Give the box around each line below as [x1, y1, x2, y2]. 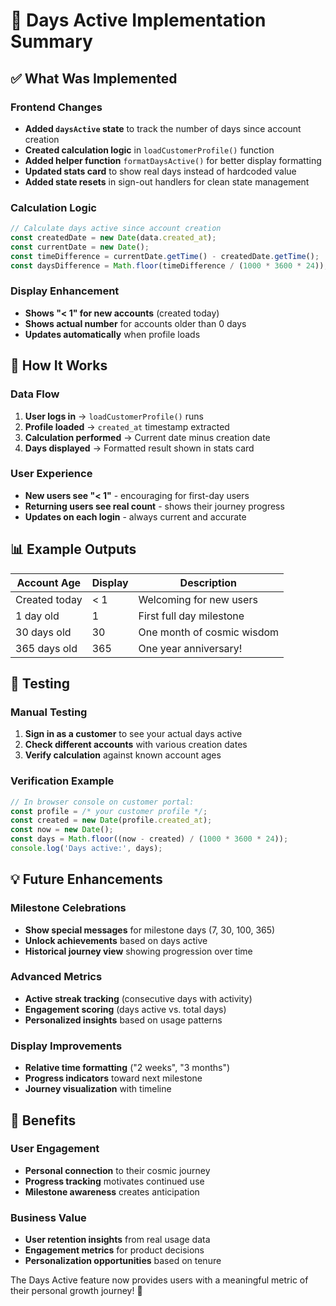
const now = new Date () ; [10, 825, 114, 835]
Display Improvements [10, 1039, 123, 1053]
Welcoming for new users [138, 592, 258, 606]
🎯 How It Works [10, 357, 108, 374]
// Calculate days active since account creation [10, 224, 222, 234]
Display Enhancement [10, 284, 120, 298]
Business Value [10, 1210, 87, 1224]
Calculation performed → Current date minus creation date [24, 431, 271, 443]
